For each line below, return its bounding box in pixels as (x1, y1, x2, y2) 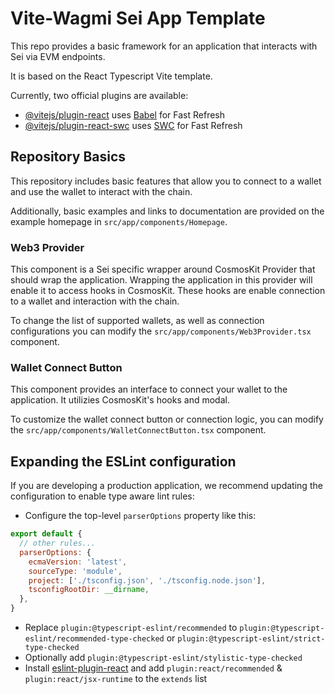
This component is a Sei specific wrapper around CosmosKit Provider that (10, 263, 316, 276)
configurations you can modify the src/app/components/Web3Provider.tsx (10, 325, 312, 337)
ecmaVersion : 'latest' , (28, 557, 128, 567)
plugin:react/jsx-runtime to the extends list (24, 673, 208, 685)
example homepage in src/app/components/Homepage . (10, 215, 228, 227)
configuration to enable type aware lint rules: (10, 490, 195, 502)
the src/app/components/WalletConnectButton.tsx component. (10, 424, 267, 436)
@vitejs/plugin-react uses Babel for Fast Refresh (24, 108, 226, 121)
